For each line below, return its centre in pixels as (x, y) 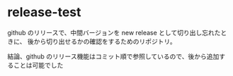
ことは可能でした (38, 65)
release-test (44, 12)
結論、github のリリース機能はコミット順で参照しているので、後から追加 (113, 56)
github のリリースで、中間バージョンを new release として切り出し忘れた (114, 32)
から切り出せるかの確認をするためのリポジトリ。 (105, 41)
